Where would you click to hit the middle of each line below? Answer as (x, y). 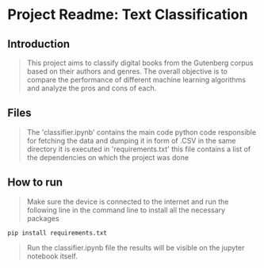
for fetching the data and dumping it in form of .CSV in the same (131, 140)
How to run (35, 183)
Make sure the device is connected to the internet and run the (128, 201)
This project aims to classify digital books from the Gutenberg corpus (140, 63)
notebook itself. (52, 256)
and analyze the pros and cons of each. (92, 88)
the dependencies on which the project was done (108, 157)
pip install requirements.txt (57, 233)
